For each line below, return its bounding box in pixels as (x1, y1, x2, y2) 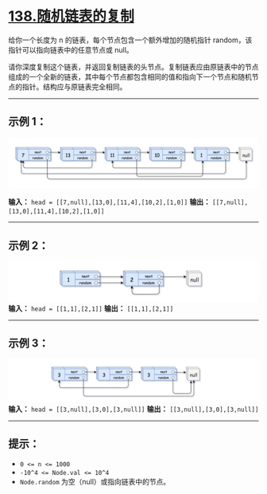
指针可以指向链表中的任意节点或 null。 (8, 45, 133, 54)
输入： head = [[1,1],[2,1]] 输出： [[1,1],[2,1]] (8, 304, 174, 313)
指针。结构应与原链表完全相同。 (21, 81, 127, 92)
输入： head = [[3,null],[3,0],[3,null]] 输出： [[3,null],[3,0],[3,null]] (8, 404, 259, 414)
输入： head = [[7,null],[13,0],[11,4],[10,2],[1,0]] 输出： (8, 197, 211, 207)
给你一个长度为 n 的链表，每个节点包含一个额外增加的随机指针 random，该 (8, 35, 253, 45)
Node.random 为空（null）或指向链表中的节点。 (19, 476, 171, 486)
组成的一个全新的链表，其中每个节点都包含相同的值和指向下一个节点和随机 (8, 72, 252, 81)
